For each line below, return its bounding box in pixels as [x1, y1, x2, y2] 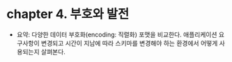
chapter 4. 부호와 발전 [6, 6, 130, 22]
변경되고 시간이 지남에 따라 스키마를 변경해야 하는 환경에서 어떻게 [40, 39, 218, 47]
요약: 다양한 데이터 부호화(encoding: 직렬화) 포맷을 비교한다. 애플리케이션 [16, 30, 217, 39]
